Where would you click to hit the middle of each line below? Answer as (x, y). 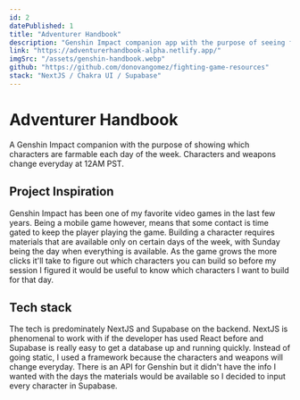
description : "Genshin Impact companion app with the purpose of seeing (147, 42)
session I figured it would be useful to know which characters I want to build (150, 270)
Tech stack (41, 308)
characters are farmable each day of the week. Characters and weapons (143, 154)
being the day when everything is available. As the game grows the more (143, 251)
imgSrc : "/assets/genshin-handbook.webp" (87, 59)
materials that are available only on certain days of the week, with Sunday (145, 241)
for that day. (32, 279)
